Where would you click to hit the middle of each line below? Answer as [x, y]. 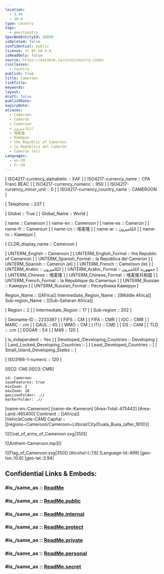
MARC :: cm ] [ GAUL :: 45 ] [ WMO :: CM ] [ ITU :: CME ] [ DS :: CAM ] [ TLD [82, 325]
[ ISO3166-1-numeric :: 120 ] [34, 360]
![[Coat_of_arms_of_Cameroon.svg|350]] [46, 434]
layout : [13, 92]
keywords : [15, 87]
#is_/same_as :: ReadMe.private [44, 540]
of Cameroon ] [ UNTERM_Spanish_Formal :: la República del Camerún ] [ [79, 259]
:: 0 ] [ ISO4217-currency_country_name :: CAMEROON [102, 189]
